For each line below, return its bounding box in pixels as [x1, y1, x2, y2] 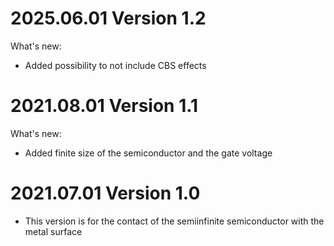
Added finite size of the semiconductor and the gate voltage [24, 147, 273, 159]
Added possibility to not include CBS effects [24, 59, 207, 71]
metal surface [24, 225, 83, 237]
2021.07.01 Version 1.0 [10, 182, 201, 205]
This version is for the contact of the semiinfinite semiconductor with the [24, 215, 325, 227]
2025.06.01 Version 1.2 [10, 7, 207, 30]
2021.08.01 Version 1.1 [10, 95, 199, 117]
